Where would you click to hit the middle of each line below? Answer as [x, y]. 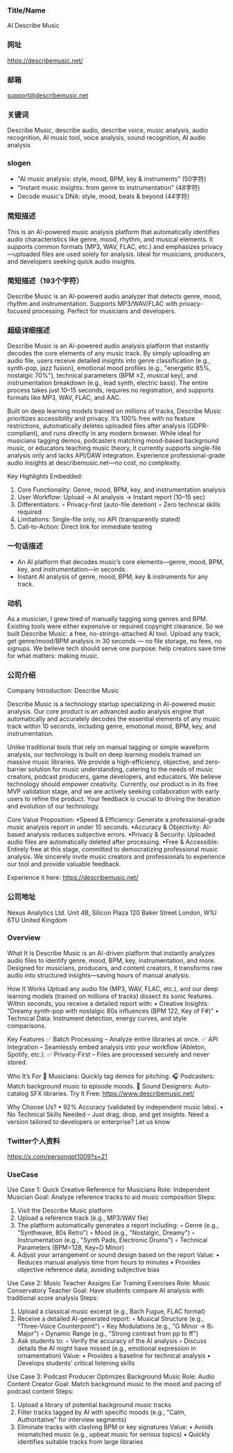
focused [19, 311]
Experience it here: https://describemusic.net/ [73, 878]
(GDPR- [198, 426]
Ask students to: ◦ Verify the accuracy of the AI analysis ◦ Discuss [112, 1341]
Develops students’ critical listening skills [76, 1363]
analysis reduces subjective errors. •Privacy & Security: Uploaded [121, 835]
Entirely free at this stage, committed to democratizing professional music [113, 849]
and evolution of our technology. [54, 806]
